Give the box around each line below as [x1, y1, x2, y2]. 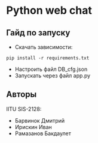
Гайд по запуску [6, 28, 71, 38]
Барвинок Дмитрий [14, 117, 65, 124]
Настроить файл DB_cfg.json [14, 65, 88, 73]
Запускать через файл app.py [14, 72, 91, 79]
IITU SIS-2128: [6, 105, 42, 112]
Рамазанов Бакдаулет [14, 130, 72, 137]
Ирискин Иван [14, 123, 52, 130]
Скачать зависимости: [14, 43, 73, 50]
